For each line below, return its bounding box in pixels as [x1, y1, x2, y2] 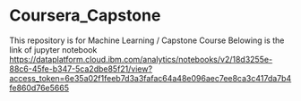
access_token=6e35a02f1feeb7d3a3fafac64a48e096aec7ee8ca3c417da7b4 [9, 72, 292, 83]
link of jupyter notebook [9, 44, 98, 55]
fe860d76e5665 [9, 82, 70, 93]
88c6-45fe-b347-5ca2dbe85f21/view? [9, 63, 153, 74]
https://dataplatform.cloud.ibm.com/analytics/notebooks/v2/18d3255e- [9, 54, 273, 64]
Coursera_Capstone [9, 5, 161, 26]
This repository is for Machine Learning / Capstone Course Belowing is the [9, 35, 285, 46]
